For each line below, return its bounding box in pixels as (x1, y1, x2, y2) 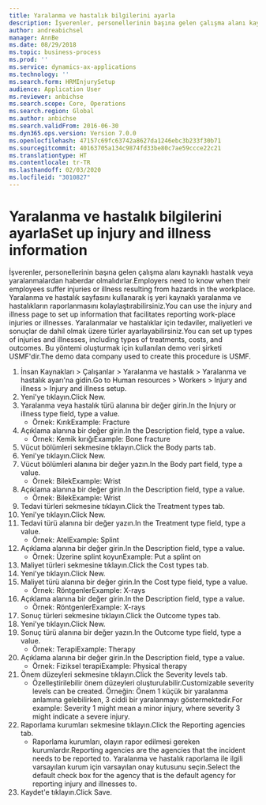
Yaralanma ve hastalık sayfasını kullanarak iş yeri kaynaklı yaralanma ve (9, 292, 242, 302)
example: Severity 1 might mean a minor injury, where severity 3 (32, 703, 241, 712)
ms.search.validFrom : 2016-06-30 (9, 122, 119, 130)
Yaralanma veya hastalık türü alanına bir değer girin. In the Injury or (20, 401, 237, 410)
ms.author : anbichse (9, 115, 77, 123)
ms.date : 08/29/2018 (9, 41, 77, 49)
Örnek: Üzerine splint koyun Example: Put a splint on (32, 552, 201, 561)
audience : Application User (9, 85, 102, 93)
